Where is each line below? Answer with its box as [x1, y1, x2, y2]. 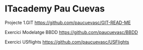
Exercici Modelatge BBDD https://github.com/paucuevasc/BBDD [5, 29, 138, 35]
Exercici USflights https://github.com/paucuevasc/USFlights [5, 38, 129, 45]
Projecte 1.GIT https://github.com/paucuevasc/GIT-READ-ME [5, 19, 131, 25]
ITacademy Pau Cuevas [5, 3, 105, 14]
